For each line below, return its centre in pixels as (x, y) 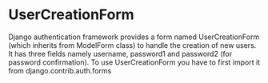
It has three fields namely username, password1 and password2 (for (120, 53)
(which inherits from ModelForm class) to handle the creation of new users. (132, 45)
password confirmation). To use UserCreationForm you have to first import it (134, 62)
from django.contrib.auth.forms (60, 70)
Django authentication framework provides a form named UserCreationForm (134, 37)
